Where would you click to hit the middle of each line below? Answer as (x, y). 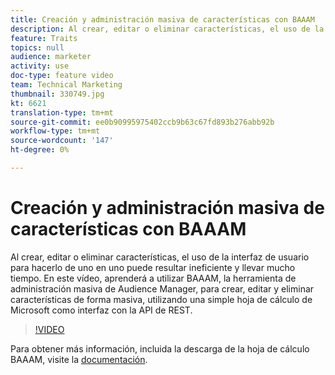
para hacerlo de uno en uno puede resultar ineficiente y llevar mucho (153, 267)
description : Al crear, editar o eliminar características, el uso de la (167, 29)
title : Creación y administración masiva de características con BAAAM (162, 19)
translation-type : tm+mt (62, 112)
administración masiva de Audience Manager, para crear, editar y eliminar (162, 288)
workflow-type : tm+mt (55, 131)
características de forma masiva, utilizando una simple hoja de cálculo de (161, 299)
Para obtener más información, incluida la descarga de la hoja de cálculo (160, 348)
